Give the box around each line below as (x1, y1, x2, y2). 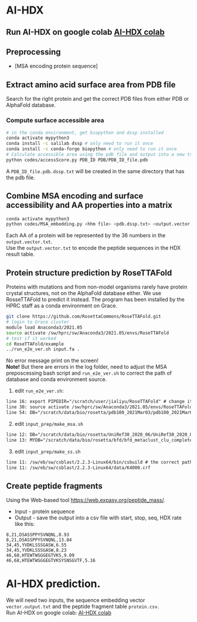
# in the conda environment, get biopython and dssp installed (6, 130, 164, 135)
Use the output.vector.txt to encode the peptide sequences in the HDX (6, 244, 181, 252)
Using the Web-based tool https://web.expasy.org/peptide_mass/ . (6, 497, 166, 504)
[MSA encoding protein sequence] (14, 62, 98, 70)
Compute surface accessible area (6, 116, 104, 124)
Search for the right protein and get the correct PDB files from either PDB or (6, 95, 189, 102)
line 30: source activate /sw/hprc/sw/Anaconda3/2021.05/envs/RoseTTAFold (6, 404, 193, 410)
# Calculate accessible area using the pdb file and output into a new (6, 151, 185, 157)
